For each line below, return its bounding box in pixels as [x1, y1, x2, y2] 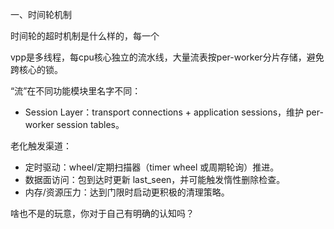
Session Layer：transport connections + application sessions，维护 [24, 106, 305, 118]
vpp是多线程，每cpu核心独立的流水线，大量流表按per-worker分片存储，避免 [10, 51, 325, 63]
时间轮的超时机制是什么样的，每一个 [10, 30, 160, 42]
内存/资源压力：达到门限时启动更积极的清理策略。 [24, 186, 230, 198]
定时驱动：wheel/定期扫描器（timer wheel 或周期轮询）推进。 [24, 161, 280, 173]
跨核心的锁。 [10, 64, 63, 75]
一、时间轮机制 [10, 9, 72, 20]
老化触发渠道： [10, 140, 72, 152]
